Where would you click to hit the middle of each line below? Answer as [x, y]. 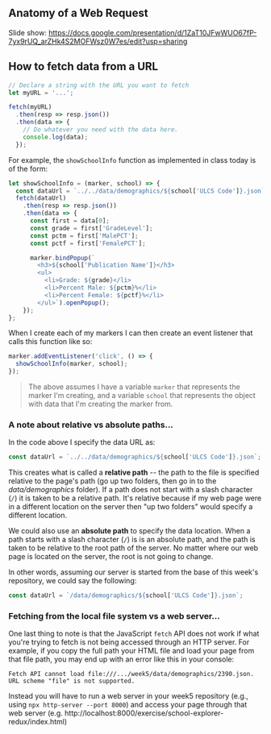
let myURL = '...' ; [41, 93]
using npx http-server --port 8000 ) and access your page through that [128, 705]
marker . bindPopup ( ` [62, 258]
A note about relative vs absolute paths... [91, 425]
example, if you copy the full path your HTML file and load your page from [131, 651]
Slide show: [27, 32]
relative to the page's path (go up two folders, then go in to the [113, 481]
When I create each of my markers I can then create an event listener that [131, 333]
